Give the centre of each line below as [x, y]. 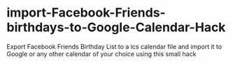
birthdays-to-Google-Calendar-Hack [116, 27]
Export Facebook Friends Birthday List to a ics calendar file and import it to [114, 46]
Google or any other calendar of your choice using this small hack [101, 54]
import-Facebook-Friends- [86, 13]
